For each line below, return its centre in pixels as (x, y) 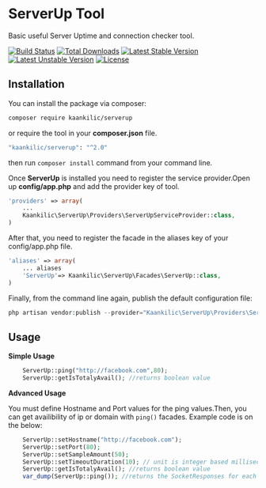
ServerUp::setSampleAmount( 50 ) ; (76, 454)
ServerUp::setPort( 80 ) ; (62, 447)
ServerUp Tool (57, 14)
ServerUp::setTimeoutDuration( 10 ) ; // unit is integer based (125, 462)
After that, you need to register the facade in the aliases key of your (118, 238)
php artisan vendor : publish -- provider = (76, 312)
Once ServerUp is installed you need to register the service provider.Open (129, 178)
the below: (25, 425)
